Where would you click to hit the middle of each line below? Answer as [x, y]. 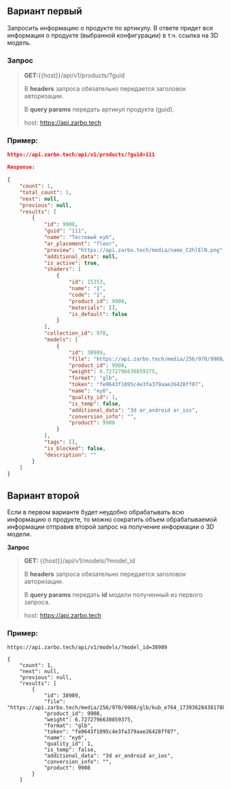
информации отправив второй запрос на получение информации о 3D [111, 527]
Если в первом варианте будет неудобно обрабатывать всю [96, 512]
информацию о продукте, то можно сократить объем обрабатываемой [112, 520]
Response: [21, 167]
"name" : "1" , [87, 288]
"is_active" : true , [71, 263]
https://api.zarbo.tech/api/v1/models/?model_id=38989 [87, 648]
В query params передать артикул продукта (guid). [99, 109]
